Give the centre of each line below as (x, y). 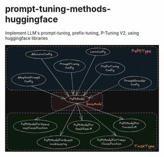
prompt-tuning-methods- (58, 9)
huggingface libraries (26, 38)
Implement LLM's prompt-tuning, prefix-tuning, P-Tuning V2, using (72, 33)
